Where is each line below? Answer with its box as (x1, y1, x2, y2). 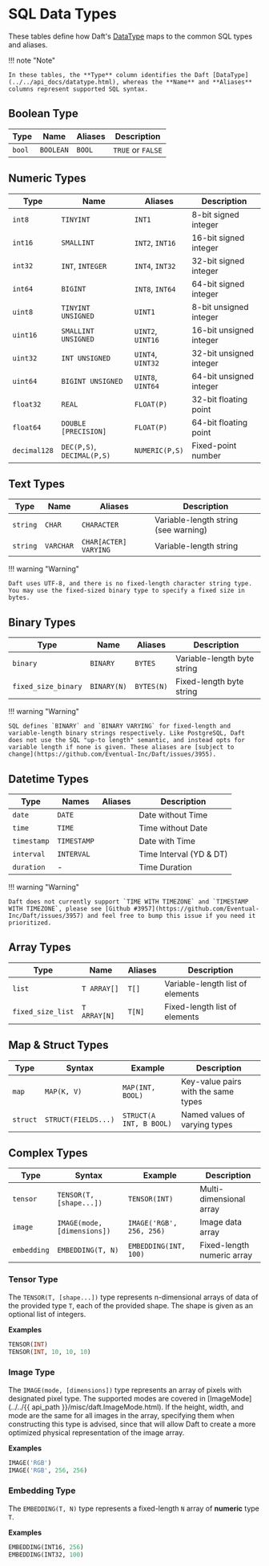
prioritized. (8, 919, 52, 927)
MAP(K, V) (45, 1087, 82, 1096)
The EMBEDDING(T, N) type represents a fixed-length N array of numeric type (8, 1503, 260, 1513)
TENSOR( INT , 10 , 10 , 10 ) (8, 1348, 91, 1356)
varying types (181, 1119, 233, 1130)
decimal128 (12, 446, 54, 455)
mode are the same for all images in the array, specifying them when (8, 1410, 235, 1420)
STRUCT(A (122, 1111, 156, 1120)
